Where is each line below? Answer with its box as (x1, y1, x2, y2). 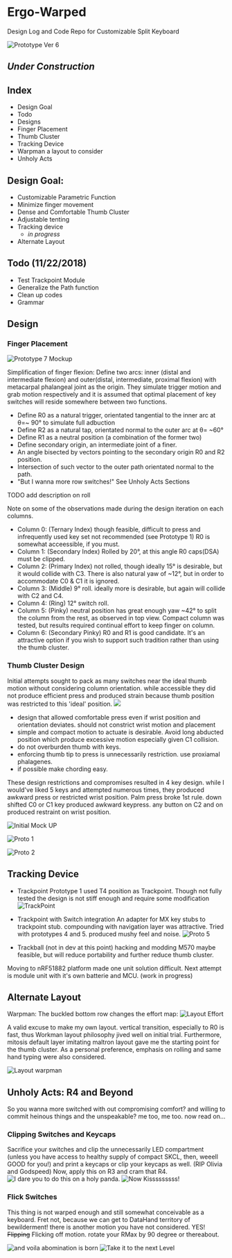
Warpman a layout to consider (17, 147, 103, 156)
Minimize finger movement (17, 200, 93, 208)
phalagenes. (17, 757, 53, 765)
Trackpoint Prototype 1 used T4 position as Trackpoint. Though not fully (17, 886, 222, 895)
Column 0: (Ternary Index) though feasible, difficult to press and (17, 525, 201, 533)
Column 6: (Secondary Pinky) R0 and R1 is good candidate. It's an (17, 629, 206, 637)
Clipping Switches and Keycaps (7, 1129, 116, 1139)
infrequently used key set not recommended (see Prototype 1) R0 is (17, 533, 211, 541)
